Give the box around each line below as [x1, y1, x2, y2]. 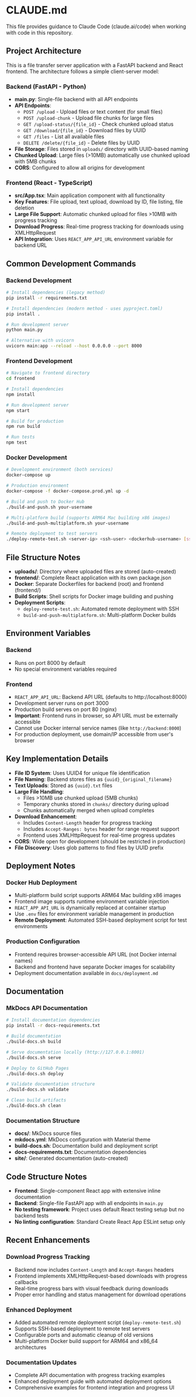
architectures [14, 1344, 47, 1351]
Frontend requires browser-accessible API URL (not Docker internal [14, 950, 177, 957]
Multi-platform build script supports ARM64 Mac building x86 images [14, 892, 181, 899]
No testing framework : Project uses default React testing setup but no [14, 1206, 185, 1213]
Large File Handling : [14, 788, 64, 795]
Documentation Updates [6, 1358, 77, 1367]
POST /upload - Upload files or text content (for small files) [23, 108, 163, 115]
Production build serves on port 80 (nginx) [14, 706, 117, 713]
